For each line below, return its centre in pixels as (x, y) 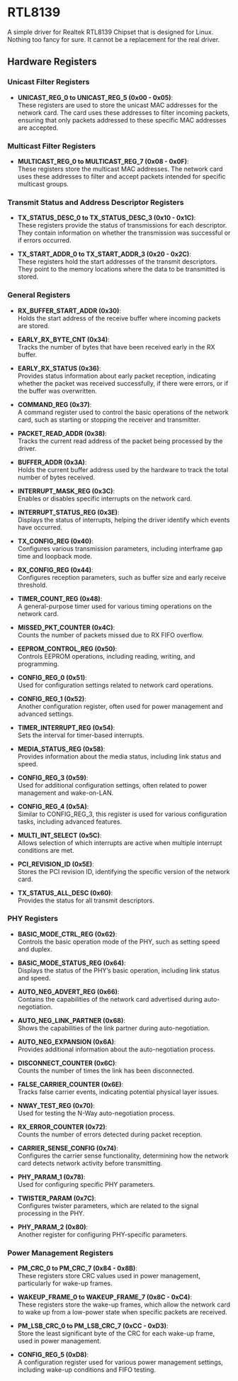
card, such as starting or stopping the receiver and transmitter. (109, 420)
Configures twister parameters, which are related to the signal (108, 1205)
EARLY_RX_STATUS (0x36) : (59, 368)
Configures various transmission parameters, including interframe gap (120, 548)
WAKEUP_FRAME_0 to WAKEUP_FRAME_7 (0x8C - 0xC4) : (105, 1297)
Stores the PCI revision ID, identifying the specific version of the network (124, 871)
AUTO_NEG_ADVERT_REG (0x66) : (68, 991)
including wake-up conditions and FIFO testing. (86, 1370)
